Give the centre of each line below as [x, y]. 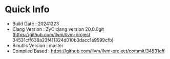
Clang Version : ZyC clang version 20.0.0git [58, 29]
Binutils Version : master [38, 45]
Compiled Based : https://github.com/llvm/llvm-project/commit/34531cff [88, 51]
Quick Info [27, 9]
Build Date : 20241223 [36, 24]
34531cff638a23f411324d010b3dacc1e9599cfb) [63, 40]
